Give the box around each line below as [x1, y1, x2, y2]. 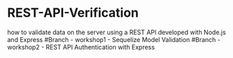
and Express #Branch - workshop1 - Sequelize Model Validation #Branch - [7, 35, 221, 43]
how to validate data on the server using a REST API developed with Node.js [7, 28, 227, 36]
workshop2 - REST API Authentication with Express [7, 43, 155, 51]
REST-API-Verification [7, 5, 140, 21]
